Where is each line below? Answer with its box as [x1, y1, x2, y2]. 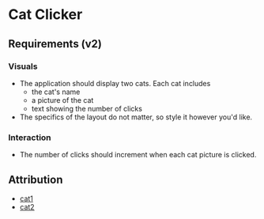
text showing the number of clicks [31, 104, 142, 113]
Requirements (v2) [8, 37, 103, 51]
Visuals [8, 61, 38, 72]
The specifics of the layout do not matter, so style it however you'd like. [19, 112, 253, 122]
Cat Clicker [8, 6, 83, 24]
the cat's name [31, 87, 81, 96]
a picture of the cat [31, 95, 94, 104]
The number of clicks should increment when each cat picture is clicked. [19, 150, 257, 160]
